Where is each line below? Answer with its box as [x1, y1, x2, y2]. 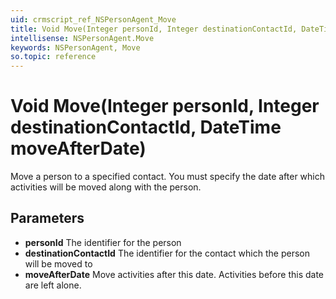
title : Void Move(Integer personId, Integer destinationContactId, [10, 24, 298, 34]
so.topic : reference [10, 52, 97, 62]
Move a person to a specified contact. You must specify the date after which [10, 171, 326, 183]
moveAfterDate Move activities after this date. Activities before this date [24, 268, 325, 280]
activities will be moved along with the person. [10, 181, 202, 193]
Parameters [10, 210, 85, 227]
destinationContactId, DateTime [10, 116, 282, 139]
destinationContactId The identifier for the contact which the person [24, 247, 310, 259]
